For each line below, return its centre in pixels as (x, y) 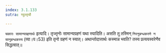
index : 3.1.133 (21, 10)
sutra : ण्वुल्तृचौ (18, 15)
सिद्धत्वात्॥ (14, 45)
